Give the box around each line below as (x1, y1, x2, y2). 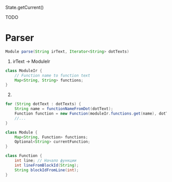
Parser (5, 32, 34, 44)
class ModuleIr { (5, 68, 42, 73)
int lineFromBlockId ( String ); (14, 163, 79, 168)
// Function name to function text (14, 73, 91, 78)
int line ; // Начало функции (14, 158, 77, 163)
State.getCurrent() (5, 5, 44, 10)
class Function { (5, 153, 42, 158)
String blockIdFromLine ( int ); (14, 167, 79, 173)
